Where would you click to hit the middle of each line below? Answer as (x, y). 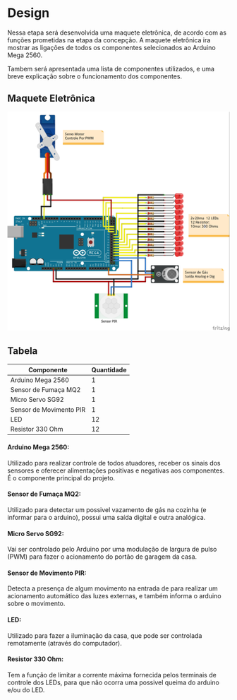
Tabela (23, 351)
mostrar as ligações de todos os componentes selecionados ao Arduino (112, 47)
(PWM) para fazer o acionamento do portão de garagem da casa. (102, 557)
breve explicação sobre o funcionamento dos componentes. (95, 76)
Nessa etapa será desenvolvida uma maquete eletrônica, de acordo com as (117, 32)
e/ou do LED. (26, 689)
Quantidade (109, 369)
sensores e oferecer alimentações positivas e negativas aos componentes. (116, 470)
